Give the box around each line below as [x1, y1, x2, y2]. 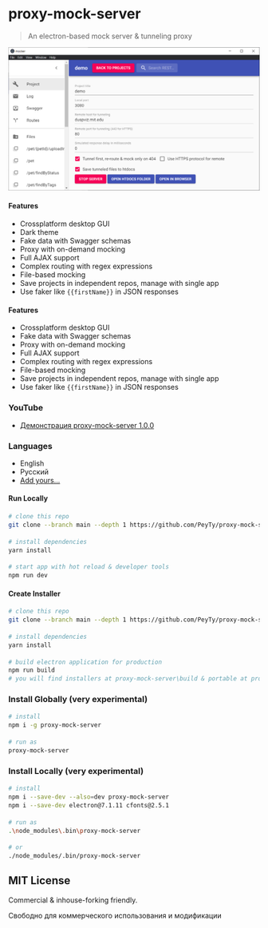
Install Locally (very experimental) [8, 765, 144, 776]
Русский [19, 466, 49, 476]
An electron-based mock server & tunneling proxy [27, 31, 193, 41]
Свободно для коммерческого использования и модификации [8, 910, 222, 920]
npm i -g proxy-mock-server [8, 721, 102, 729]
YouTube [8, 403, 44, 414]
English [19, 458, 45, 468]
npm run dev [8, 572, 48, 580]
